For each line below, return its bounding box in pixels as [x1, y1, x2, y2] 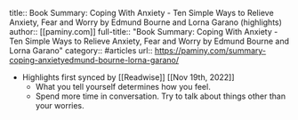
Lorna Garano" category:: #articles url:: [9, 45, 153, 56]
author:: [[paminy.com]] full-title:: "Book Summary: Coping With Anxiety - [9, 27, 278, 36]
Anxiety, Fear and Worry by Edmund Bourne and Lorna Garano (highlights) [9, 17, 283, 28]
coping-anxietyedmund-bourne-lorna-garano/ [9, 55, 180, 65]
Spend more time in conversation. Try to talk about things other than [35, 91, 286, 101]
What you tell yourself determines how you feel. [35, 82, 211, 92]
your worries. [35, 100, 85, 110]
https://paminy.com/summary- [154, 45, 267, 56]
